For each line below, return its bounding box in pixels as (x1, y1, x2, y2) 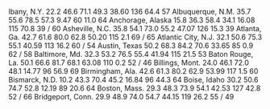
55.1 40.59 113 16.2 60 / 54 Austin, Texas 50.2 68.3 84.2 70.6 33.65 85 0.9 (8, 41, 254, 50)
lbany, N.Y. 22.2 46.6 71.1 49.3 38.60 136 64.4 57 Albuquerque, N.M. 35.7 (8, 7, 251, 16)
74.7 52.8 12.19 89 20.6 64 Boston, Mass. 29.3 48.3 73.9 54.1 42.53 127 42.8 (8, 83, 261, 93)
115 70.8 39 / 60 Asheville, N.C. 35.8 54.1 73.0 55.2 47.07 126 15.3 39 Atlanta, (8, 24, 262, 33)
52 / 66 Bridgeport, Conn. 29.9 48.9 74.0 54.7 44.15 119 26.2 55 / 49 (8, 92, 235, 101)
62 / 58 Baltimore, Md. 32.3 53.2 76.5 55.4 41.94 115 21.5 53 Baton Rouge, (8, 50, 254, 59)
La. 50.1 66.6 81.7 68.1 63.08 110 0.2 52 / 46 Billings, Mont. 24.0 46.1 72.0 (8, 58, 250, 67)
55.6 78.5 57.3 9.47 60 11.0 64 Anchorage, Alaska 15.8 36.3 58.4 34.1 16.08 (8, 15, 255, 25)
